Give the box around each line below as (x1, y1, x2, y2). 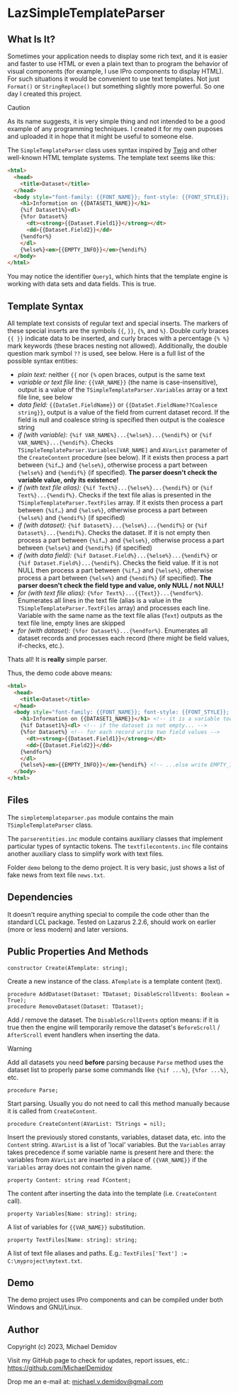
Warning (7, 1044, 32, 1053)
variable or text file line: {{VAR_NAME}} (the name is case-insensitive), (17, 378, 218, 386)
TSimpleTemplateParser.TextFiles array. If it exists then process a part (17, 498, 223, 507)
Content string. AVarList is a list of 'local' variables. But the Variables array (7, 1140, 226, 1149)
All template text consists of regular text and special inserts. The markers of (7, 319, 229, 327)
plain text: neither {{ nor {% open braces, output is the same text (17, 370, 205, 378)
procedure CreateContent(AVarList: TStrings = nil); (7, 1120, 166, 1127)
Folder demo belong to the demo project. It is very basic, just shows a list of (7, 863, 225, 872)
